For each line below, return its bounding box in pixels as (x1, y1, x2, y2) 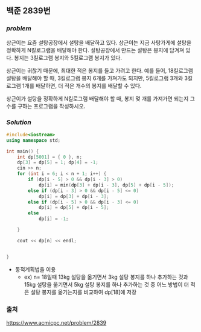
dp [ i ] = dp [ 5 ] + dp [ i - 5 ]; (38, 205, 110, 211)
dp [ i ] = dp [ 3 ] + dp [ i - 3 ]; (38, 193, 110, 199)
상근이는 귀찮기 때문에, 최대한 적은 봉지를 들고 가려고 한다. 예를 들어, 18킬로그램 (6, 67, 193, 74)
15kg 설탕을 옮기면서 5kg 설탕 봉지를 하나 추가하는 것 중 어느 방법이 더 (24, 281, 189, 288)
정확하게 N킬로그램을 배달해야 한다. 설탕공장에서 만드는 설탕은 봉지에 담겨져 (6, 46, 185, 53)
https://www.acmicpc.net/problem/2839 (6, 319, 107, 327)
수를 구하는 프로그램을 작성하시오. (6, 102, 86, 110)
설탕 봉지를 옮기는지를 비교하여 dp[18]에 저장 (30, 288, 137, 296)
